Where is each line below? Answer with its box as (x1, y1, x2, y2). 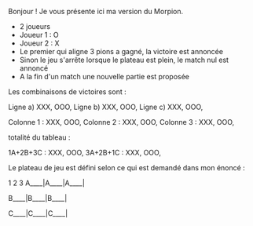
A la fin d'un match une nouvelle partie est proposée (19, 72, 190, 81)
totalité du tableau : (8, 133, 71, 142)
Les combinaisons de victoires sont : (8, 87, 127, 97)
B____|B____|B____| (8, 194, 68, 202)
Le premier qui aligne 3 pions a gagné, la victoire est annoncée (19, 47, 224, 56)
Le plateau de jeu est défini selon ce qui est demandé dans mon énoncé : (8, 163, 245, 172)
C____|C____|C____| (8, 209, 68, 218)
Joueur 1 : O (19, 31, 59, 39)
